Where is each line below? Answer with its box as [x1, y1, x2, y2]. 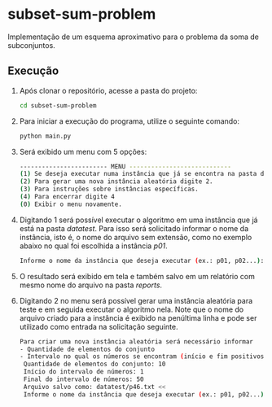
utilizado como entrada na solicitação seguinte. [19, 322, 178, 331]
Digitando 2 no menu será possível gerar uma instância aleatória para [19, 295, 253, 305]
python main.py [19, 132, 72, 140]
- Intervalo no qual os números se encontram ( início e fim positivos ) [19, 352, 268, 361]
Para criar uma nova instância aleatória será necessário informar [19, 337, 253, 346]
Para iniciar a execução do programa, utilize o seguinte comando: [19, 116, 240, 126]
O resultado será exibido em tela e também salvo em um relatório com [19, 271, 256, 281]
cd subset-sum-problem [19, 101, 97, 110]
